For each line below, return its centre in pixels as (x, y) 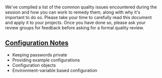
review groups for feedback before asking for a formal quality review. (75, 28)
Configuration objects (34, 65)
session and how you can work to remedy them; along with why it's (73, 12)
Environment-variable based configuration (55, 70)
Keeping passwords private (40, 55)
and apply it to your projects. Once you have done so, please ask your (75, 22)
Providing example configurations (46, 60)
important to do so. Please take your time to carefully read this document (79, 17)
